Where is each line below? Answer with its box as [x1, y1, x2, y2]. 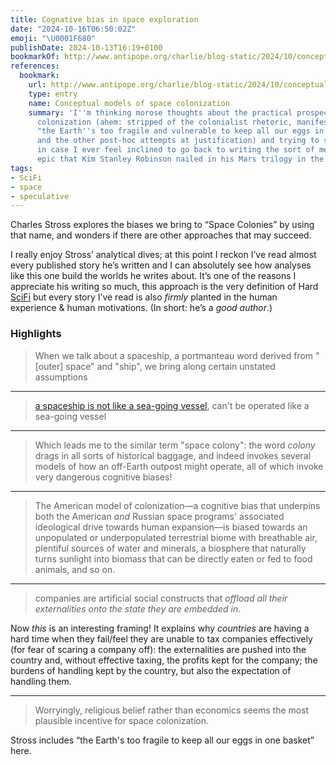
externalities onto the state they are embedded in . [34, 602, 242, 615]
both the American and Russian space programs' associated [34, 510, 285, 522]
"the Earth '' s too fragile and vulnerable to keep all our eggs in [36, 126, 325, 136]
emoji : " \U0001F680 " [10, 33, 97, 43]
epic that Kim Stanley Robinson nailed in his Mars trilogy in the [36, 154, 325, 164]
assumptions [34, 371, 88, 383]
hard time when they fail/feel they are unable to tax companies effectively [10, 632, 313, 645]
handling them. [10, 675, 72, 687]
